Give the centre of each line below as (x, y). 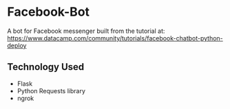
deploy (17, 45)
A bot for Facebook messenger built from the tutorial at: (86, 31)
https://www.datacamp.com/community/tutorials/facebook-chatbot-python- (115, 38)
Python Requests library (51, 90)
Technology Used (46, 67)
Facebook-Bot (49, 12)
